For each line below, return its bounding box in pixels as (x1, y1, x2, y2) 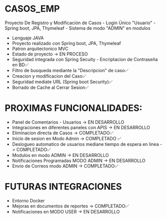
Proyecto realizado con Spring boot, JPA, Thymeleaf (12, 40, 122, 46)
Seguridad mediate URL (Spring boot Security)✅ (12, 79, 113, 85)
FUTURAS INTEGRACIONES (5, 181, 122, 192)
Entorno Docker (12, 197, 45, 203)
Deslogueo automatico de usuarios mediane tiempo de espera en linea (12, 141, 159, 147)
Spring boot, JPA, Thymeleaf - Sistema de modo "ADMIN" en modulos (5, 25, 151, 31)
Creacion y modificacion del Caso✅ (12, 73, 86, 79)
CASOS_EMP (5, 3, 60, 15)
